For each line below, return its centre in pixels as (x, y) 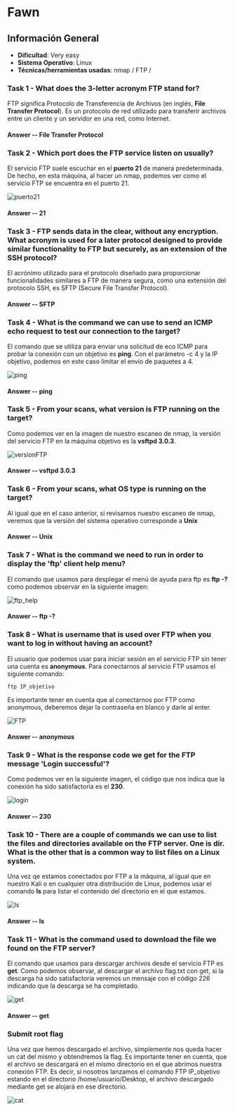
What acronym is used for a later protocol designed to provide (115, 240)
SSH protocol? (32, 258)
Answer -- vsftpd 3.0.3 (41, 471)
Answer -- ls (26, 921)
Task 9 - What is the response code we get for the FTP (101, 755)
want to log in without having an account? (80, 644)
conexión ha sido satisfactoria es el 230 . (66, 786)
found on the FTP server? (52, 948)
